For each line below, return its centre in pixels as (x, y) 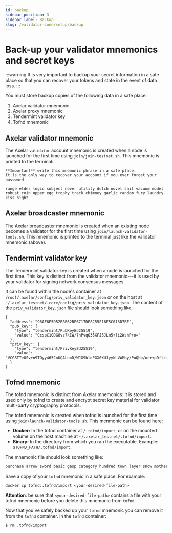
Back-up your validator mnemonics (82, 50)
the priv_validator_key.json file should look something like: (69, 308)
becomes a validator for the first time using (51, 231)
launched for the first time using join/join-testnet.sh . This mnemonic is (82, 156)
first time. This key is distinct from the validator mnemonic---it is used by (82, 276)
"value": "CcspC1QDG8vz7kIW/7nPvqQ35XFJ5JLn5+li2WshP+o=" (78, 335)
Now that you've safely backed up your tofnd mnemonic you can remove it (84, 510)
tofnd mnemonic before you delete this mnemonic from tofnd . (71, 501)
